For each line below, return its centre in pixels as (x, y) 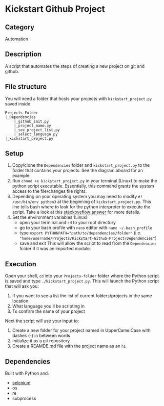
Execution (21, 264)
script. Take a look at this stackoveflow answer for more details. (76, 212)
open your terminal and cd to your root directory (68, 223)
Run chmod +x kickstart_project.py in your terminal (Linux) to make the (85, 181)
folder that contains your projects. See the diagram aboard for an (77, 171)
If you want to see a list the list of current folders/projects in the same (82, 296)
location (20, 301)
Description (23, 54)
